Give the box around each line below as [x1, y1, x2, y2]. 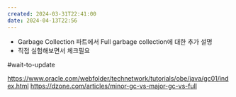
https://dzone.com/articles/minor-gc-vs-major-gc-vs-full [30, 81, 197, 90]
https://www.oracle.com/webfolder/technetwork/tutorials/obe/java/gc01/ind [7, 74, 229, 82]
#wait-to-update [7, 60, 55, 69]
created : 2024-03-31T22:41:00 [7, 10, 97, 18]
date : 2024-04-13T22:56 [7, 17, 78, 24]
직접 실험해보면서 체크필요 [17, 46, 91, 55]
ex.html [7, 81, 30, 90]
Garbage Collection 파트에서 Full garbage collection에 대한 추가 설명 [17, 37, 213, 46]
